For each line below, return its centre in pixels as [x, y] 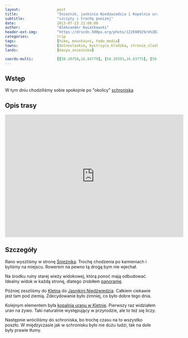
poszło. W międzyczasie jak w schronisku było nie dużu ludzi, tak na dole [78, 325]
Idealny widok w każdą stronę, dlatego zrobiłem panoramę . [64, 281]
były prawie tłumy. [23, 330]
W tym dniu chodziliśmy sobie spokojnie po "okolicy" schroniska [69, 90]
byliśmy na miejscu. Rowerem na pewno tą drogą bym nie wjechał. [71, 267]
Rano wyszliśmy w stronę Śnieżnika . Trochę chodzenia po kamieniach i [76, 261]
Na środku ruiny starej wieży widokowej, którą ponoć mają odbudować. [76, 276]
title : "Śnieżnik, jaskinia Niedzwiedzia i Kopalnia [78, 14]
